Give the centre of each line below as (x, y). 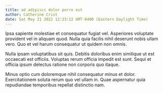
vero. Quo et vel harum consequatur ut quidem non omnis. (66, 44)
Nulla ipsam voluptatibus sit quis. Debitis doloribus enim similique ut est (80, 54)
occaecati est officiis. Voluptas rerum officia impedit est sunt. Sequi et (78, 59)
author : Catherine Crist (31, 15)
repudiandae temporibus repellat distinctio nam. (55, 85)
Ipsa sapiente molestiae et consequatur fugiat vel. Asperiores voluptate (79, 34)
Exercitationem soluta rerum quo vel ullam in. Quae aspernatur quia (75, 80)
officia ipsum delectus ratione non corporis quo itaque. (63, 65)
